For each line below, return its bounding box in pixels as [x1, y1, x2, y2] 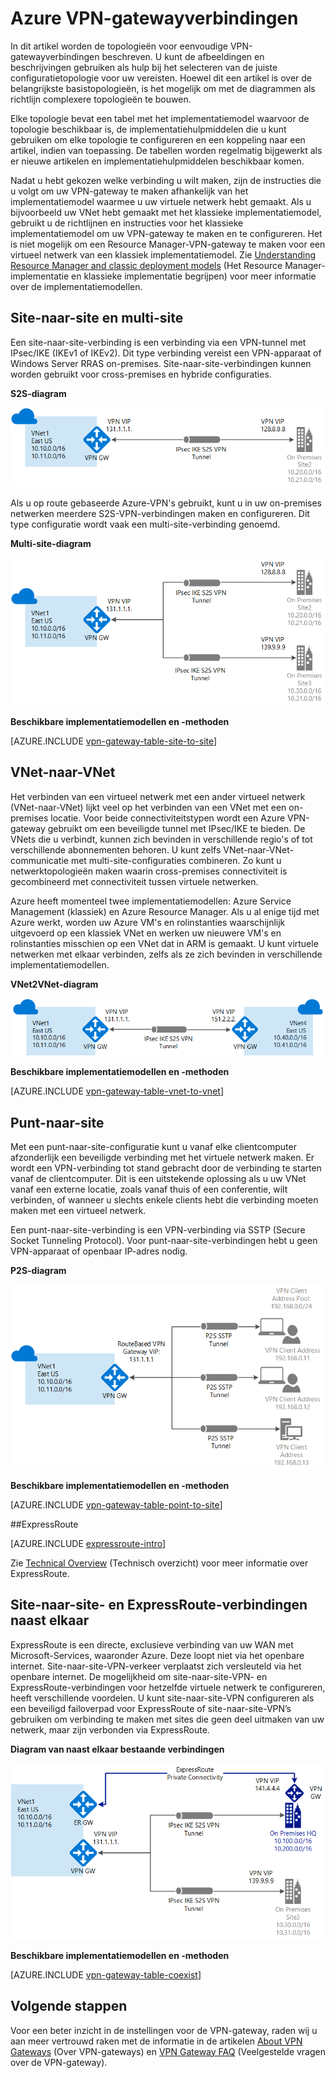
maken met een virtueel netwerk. [10, 1205, 147, 1217]
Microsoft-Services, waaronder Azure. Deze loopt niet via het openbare [10, 1649, 305, 1661]
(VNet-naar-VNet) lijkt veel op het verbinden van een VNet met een [10, 801, 287, 813]
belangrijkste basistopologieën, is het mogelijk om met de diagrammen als [10, 82, 316, 94]
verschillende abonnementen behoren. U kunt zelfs [10, 843, 222, 856]
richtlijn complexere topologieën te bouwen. [10, 93, 192, 105]
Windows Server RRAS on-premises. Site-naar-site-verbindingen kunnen [10, 357, 312, 369]
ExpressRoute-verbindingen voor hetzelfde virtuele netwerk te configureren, [10, 1681, 326, 1693]
